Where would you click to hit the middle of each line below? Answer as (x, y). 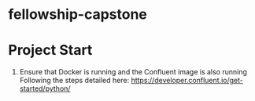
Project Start (50, 50)
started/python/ (45, 88)
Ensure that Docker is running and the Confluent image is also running (133, 72)
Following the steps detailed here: (74, 81)
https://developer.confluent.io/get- (187, 81)
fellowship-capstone (78, 14)
